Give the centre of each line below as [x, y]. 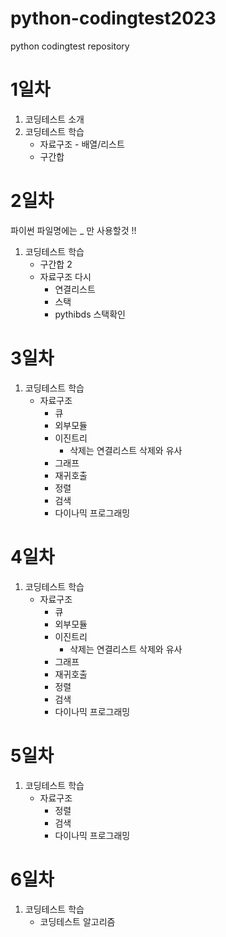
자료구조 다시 [65, 276]
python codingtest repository [70, 46]
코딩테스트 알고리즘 [77, 921]
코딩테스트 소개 [54, 119]
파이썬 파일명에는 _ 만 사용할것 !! [73, 230]
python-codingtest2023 [113, 18]
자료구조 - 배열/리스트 [82, 144]
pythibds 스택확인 [90, 314]
